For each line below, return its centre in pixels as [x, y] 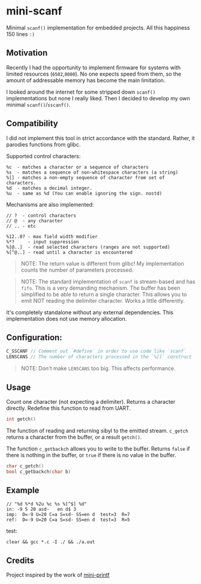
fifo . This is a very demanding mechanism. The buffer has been [100, 288]
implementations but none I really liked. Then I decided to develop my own [98, 98]
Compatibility [32, 123]
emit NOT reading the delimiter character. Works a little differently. [103, 300]
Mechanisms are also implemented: [50, 204]
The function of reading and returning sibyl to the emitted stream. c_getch [97, 430]
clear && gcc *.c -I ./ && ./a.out [51, 542]
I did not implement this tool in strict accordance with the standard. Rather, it [100, 138]
